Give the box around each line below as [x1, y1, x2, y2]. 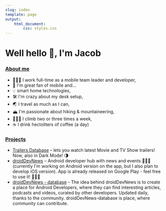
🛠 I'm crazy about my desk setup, [12, 93, 83, 99]
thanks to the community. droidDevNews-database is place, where [12, 195, 150, 201]
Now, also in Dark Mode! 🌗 [12, 152, 69, 158]
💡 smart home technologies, [12, 87, 71, 93]
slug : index [5, 7, 30, 13]
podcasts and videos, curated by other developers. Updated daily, [12, 189, 149, 195]
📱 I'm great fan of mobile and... [12, 82, 76, 88]
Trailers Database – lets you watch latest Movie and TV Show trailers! [12, 147, 155, 153]
